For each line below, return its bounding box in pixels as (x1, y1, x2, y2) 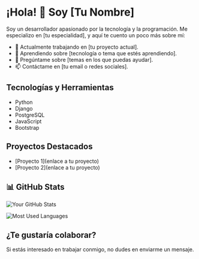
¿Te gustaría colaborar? (6, 230, 97, 240)
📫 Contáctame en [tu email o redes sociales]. (14, 62, 129, 70)
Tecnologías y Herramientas (6, 82, 114, 93)
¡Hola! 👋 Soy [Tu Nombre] (6, 5, 135, 19)
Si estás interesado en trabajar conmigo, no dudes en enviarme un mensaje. (6, 246, 194, 253)
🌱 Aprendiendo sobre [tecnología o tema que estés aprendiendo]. (14, 49, 177, 56)
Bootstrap (14, 124, 40, 131)
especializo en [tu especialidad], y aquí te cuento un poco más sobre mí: (6, 31, 186, 38)
